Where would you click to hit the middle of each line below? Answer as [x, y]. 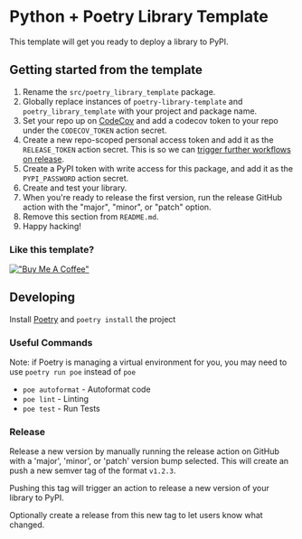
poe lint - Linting [55, 399]
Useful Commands [51, 342]
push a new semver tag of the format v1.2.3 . [93, 470]
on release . [43, 159]
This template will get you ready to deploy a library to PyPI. [119, 42]
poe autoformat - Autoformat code [86, 389]
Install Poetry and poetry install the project [93, 319]
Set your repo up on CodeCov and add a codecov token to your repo [150, 120]
